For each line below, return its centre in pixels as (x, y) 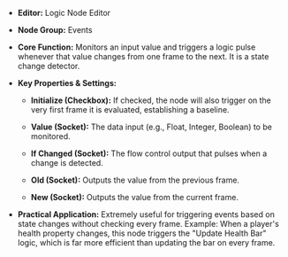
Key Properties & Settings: (67, 83)
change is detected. (67, 163)
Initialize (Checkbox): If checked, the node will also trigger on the (151, 100)
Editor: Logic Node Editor (64, 13)
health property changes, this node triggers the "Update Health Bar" (142, 233)
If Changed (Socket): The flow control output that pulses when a (149, 153)
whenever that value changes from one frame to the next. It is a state (143, 56)
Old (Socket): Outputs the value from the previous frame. (135, 180)
